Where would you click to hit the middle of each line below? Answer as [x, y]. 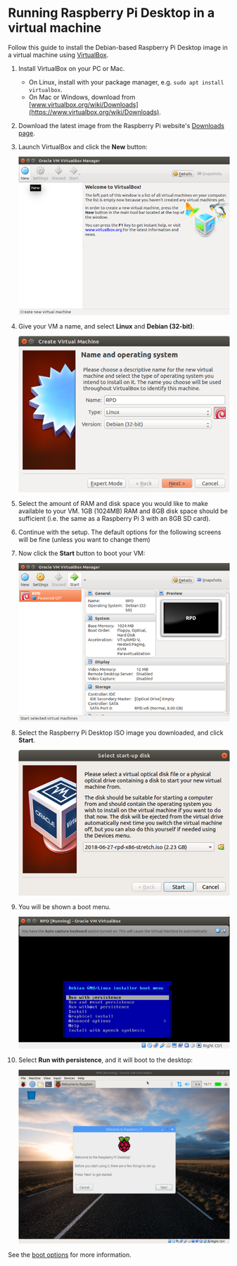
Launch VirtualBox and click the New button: [83, 146]
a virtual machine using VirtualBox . [58, 55]
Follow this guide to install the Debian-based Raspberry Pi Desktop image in [118, 47]
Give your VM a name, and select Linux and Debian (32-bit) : [106, 327]
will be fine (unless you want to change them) [84, 539]
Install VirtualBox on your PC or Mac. [71, 68]
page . [27, 133]
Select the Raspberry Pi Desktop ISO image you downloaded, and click [121, 733]
